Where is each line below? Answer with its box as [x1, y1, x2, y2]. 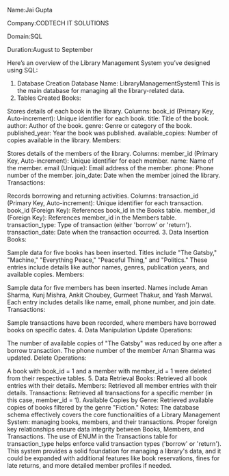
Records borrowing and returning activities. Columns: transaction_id [7, 191, 199, 200]
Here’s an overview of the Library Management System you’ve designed [7, 59, 211, 67]
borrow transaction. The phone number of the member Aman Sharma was [7, 347, 216, 354]
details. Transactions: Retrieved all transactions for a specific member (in [7, 389, 213, 397]
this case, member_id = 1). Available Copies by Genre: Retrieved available [7, 396, 214, 404]
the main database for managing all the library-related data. [16, 87, 185, 94]
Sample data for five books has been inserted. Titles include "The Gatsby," [7, 249, 217, 256]
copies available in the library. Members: [7, 136, 122, 144]
